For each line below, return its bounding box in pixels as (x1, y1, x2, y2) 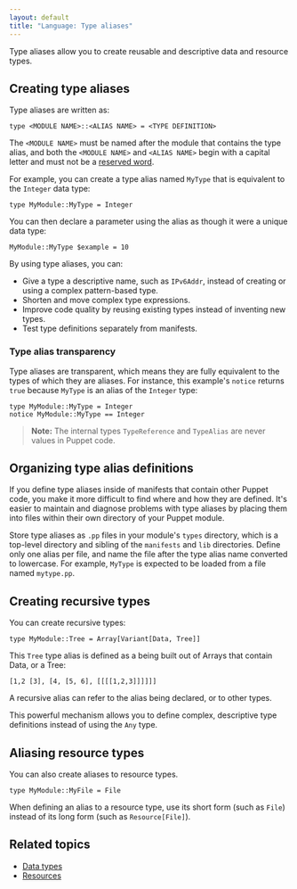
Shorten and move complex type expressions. (21, 295, 191, 306)
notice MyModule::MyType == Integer (9, 409, 145, 419)
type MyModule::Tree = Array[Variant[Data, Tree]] (9, 635, 201, 644)
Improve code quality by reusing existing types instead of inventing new (21, 304, 286, 315)
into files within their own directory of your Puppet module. (9, 513, 225, 523)
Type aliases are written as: (9, 104, 110, 116)
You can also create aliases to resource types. (9, 769, 179, 780)
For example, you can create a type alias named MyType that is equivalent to (9, 174, 285, 185)
